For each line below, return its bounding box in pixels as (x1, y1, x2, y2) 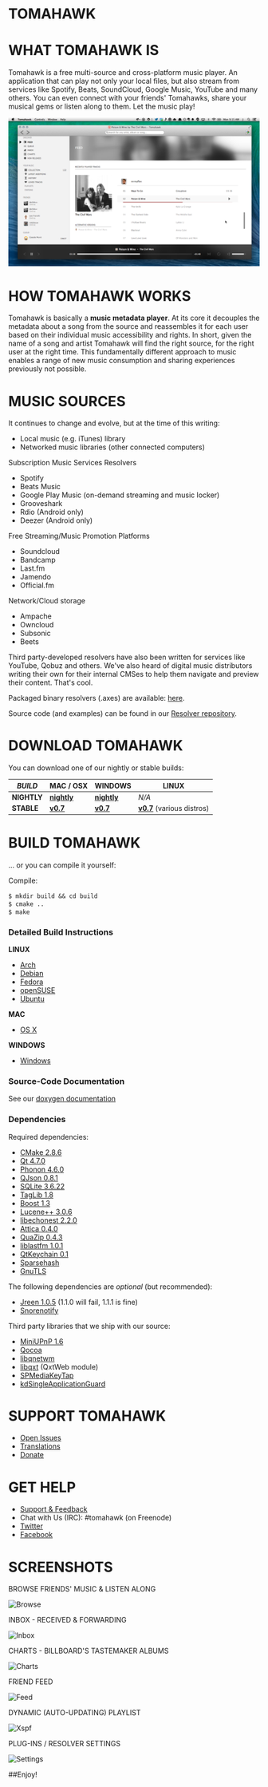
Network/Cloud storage (8, 596, 86, 606)
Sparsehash (19, 1258, 60, 1267)
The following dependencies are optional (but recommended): (8, 1282, 213, 1291)
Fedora (19, 977, 44, 986)
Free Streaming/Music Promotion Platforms (8, 532, 150, 541)
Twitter (19, 1521, 44, 1531)
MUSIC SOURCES (8, 392, 126, 410)
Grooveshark (19, 499, 63, 508)
